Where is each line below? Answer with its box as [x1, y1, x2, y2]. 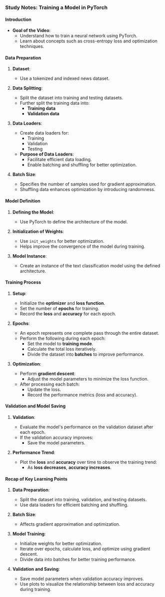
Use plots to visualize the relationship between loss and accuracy [19, 581, 155, 587]
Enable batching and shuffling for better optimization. [27, 162, 137, 168]
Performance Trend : [12, 449, 56, 455]
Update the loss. [27, 386, 61, 393]
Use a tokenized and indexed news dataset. [19, 75, 110, 81]
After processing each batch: [19, 381, 80, 387]
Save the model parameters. [27, 439, 86, 445]
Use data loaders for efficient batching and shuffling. [19, 502, 129, 508]
